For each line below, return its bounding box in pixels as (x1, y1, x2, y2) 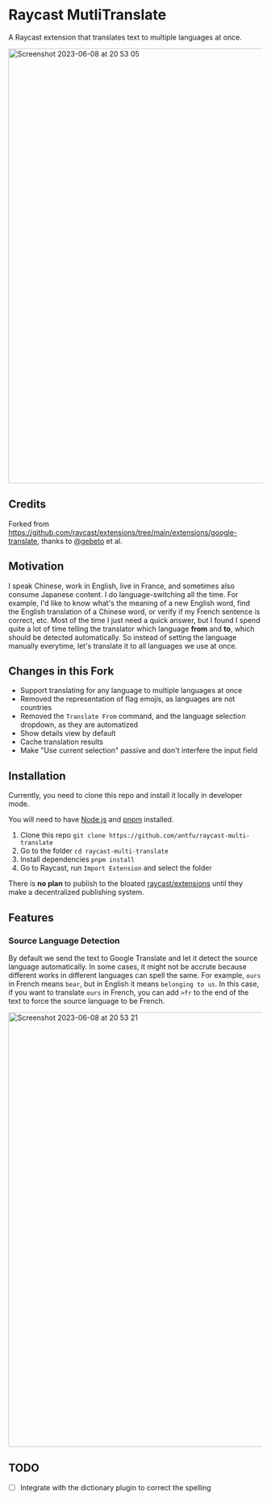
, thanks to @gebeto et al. (37, 536, 123, 545)
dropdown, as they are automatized (19, 720, 139, 729)
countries (19, 703, 52, 712)
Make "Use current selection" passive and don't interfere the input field (19, 746, 258, 755)
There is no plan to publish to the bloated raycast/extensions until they (8, 879, 244, 888)
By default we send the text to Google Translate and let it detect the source (8, 953, 258, 963)
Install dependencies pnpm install (19, 854, 135, 864)
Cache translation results (19, 737, 103, 747)
